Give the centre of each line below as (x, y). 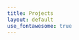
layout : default (30, 20)
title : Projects (30, 13)
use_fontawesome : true (39, 26)
